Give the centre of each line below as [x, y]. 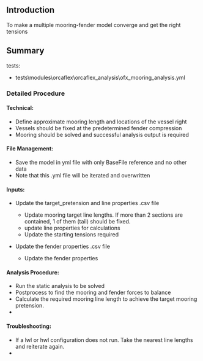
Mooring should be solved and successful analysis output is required [102, 134]
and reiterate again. [40, 346]
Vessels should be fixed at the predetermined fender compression [98, 128]
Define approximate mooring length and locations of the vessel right [101, 122]
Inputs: [16, 189]
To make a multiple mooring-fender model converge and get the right [94, 25]
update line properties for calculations [72, 228]
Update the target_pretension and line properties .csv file [87, 203]
